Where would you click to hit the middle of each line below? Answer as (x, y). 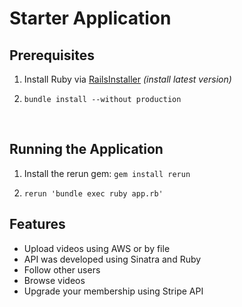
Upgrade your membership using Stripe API (113, 291)
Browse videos (54, 280)
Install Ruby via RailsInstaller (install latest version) (127, 79)
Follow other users (62, 269)
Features (37, 224)
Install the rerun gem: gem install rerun (107, 173)
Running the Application (86, 149)
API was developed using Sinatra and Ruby (112, 259)
